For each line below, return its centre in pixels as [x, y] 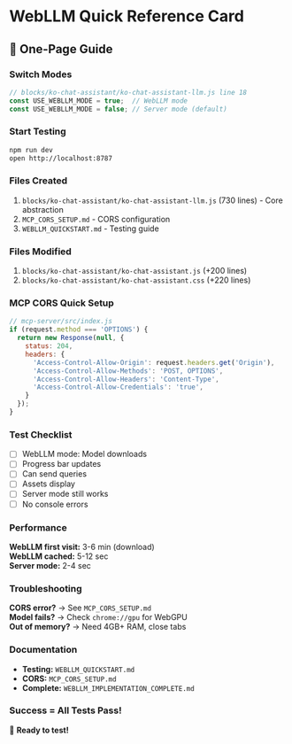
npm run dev [31, 150]
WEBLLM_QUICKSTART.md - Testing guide [90, 229]
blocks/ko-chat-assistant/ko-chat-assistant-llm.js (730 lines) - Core [152, 200]
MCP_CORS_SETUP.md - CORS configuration [96, 219]
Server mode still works [65, 494]
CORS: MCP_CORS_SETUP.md [69, 678]
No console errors [55, 504]
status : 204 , [49, 346]
